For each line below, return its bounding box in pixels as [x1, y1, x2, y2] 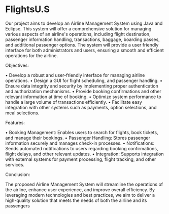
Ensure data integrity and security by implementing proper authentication [5, 82, 158, 89]
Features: [5, 119, 25, 125]
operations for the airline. [5, 52, 58, 59]
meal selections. [5, 110, 40, 116]
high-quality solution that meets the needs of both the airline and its [5, 197, 147, 203]
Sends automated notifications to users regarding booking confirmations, [5, 145, 158, 151]
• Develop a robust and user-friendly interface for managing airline [5, 72, 145, 78]
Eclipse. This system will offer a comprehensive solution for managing [5, 25, 152, 31]
